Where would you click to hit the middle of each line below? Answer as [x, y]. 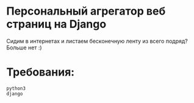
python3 [16, 88]
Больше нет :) [24, 48]
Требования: [41, 72]
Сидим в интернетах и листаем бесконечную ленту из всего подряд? [97, 41]
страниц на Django [56, 24]
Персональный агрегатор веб [86, 11]
